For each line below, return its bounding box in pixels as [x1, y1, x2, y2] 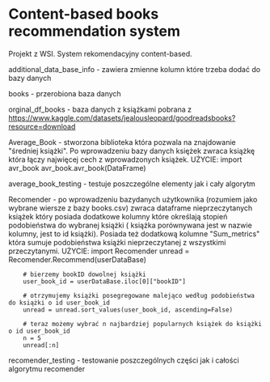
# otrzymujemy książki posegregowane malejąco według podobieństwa [23, 291, 255, 299]
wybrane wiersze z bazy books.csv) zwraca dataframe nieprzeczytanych [8, 203, 253, 213]
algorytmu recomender [8, 363, 86, 373]
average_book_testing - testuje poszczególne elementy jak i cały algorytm [8, 179, 256, 189]
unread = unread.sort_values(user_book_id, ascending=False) [23, 305, 233, 314]
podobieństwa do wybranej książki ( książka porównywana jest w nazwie [8, 220, 252, 230]
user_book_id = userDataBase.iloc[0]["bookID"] [23, 277, 186, 286]
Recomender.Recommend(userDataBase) [8, 254, 147, 264]
